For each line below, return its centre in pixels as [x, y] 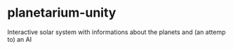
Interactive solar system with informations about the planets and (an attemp [116, 32]
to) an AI [20, 39]
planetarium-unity [62, 13]
